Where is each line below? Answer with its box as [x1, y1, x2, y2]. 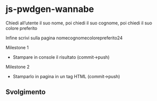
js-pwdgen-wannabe [5, 3, 95, 15]
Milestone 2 [5, 64, 30, 70]
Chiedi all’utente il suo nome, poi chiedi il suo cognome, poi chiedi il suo [5, 20, 153, 26]
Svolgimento [5, 88, 46, 97]
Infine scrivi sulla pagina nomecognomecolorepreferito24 [5, 35, 123, 41]
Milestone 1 [5, 44, 29, 50]
